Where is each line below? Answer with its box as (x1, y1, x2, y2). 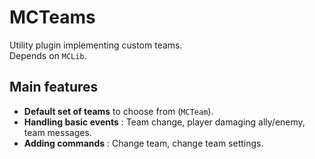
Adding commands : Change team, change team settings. (23, 137, 264, 149)
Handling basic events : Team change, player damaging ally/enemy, (23, 116, 306, 128)
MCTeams (9, 6, 96, 29)
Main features (9, 79, 99, 96)
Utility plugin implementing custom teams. (9, 39, 183, 51)
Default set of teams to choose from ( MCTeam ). (23, 105, 214, 117)
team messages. (23, 126, 92, 138)
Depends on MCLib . (9, 49, 87, 61)
